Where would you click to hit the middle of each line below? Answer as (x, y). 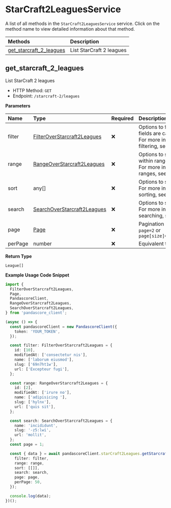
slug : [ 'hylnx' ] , (33, 402)
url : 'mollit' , (31, 435)
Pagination (151, 224)
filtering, (149, 146)
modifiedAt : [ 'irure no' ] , (43, 393)
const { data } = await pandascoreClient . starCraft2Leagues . (76, 453)
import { (15, 284)
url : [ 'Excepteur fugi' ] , (42, 369)
